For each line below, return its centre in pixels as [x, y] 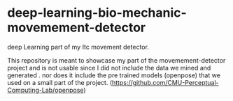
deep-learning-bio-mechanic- [97, 13]
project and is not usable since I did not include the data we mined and [109, 68]
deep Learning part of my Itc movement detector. [78, 47]
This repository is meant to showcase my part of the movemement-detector [116, 60]
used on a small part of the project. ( [60, 82]
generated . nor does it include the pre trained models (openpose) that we [114, 75]
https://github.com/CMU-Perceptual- [165, 82]
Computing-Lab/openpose [45, 90]
